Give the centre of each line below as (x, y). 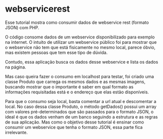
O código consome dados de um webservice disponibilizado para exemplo (80, 37)
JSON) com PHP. (22, 27)
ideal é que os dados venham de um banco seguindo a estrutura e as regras (81, 117)
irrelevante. (16, 132)
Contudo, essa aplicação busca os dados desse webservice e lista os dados (81, 62)
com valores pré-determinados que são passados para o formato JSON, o (79, 112)
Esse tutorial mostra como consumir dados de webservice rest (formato (77, 22)
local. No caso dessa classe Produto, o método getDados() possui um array (81, 106)
